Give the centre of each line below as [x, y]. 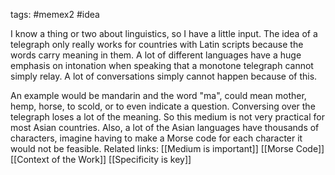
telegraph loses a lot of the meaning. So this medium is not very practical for [167, 117]
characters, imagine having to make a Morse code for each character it [156, 138]
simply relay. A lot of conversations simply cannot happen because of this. [164, 76]
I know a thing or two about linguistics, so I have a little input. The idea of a [164, 33]
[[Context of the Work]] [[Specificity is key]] [101, 159]
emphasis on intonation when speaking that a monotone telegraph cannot [162, 65]
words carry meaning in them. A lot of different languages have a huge [156, 55]
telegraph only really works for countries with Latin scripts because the [157, 44]
